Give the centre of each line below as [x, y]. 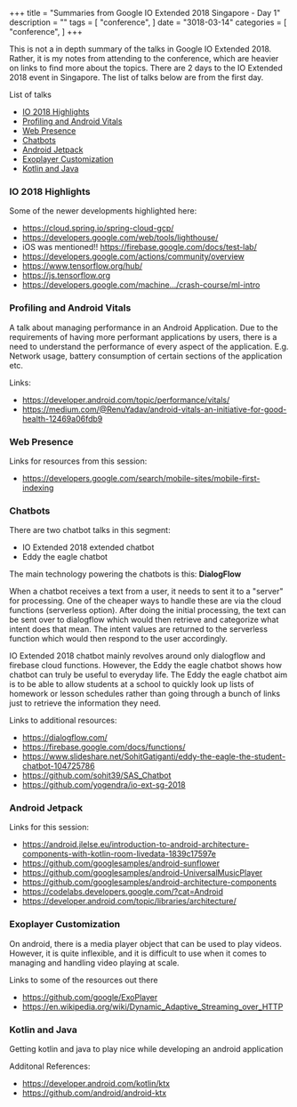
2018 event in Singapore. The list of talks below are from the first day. [136, 77]
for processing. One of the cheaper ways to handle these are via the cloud [145, 601]
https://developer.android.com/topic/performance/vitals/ [126, 400]
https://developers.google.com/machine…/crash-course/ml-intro [141, 285]
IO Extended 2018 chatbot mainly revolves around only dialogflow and [137, 656]
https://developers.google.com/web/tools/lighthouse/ [120, 238]
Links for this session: [49, 828]
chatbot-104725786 [58, 766]
